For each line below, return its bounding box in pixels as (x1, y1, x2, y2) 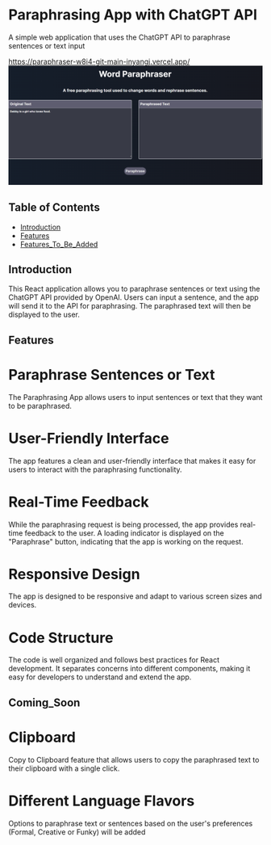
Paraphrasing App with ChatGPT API (8, 6, 258, 24)
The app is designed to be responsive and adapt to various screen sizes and (8, 591, 262, 601)
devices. (8, 600, 37, 610)
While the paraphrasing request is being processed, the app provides (8, 519, 239, 529)
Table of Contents (8, 200, 101, 215)
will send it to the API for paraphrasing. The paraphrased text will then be (8, 301, 252, 311)
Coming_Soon (8, 696, 81, 709)
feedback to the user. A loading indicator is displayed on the (24, 528, 224, 538)
